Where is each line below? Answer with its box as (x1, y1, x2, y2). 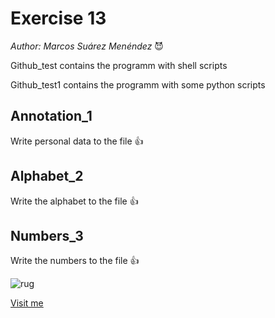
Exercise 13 (10, 7, 107, 30)
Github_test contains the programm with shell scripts (10, 59, 228, 71)
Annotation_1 (10, 108, 93, 125)
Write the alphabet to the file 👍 (10, 195, 139, 207)
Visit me (10, 297, 44, 309)
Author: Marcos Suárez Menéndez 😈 (10, 40, 164, 52)
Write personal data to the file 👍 (10, 135, 144, 147)
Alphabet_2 (10, 168, 84, 185)
